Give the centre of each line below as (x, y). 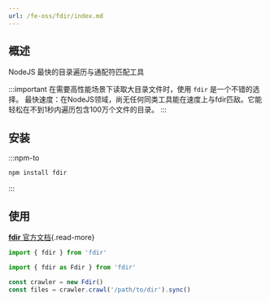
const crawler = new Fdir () (56, 282)
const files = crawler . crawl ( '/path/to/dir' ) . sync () (100, 290)
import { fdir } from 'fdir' (58, 252)
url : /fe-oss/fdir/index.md (56, 16)
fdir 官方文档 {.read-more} (52, 237)
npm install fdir (38, 173)
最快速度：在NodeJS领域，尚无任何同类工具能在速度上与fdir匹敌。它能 (143, 99)
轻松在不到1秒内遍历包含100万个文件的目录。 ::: (88, 110)
